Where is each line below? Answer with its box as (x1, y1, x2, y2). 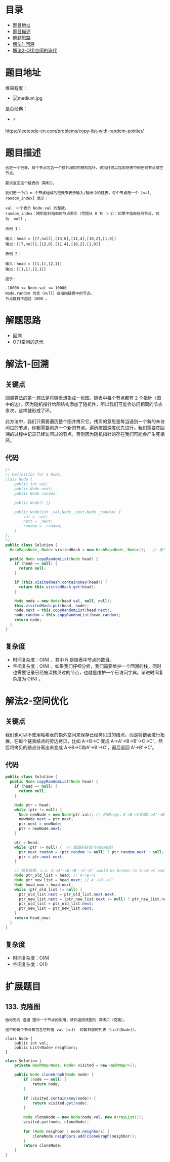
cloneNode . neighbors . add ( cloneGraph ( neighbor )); (32, 1134, 137, 1139)
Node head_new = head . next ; (14, 882, 73, 887)
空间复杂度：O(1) (12, 961, 48, 967)
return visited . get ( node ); (32, 1100, 90, 1106)
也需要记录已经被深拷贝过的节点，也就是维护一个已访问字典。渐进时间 (12, 669, 159, 675)
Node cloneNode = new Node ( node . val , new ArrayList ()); (23, 1115, 144, 1120)
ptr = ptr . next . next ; (18, 854, 65, 859)
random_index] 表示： (5, 196, 49, 201)
